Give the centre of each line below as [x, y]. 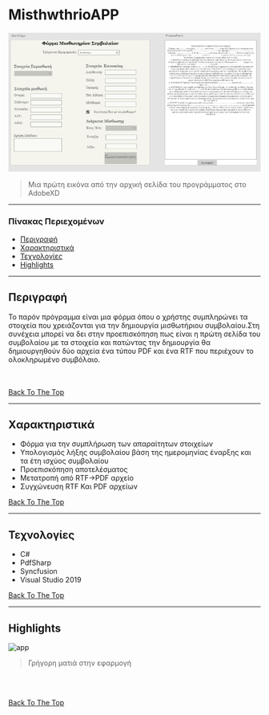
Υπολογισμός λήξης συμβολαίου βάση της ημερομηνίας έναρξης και [135, 453]
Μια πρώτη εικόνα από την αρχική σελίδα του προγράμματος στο [137, 185]
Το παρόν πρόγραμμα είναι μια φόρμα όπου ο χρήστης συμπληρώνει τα [128, 317]
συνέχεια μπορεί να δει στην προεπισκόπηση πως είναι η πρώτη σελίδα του [134, 334]
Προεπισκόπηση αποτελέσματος [74, 469]
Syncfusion [38, 571]
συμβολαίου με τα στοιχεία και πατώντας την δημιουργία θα [109, 342]
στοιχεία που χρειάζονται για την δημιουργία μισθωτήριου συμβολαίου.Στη [134, 325]
